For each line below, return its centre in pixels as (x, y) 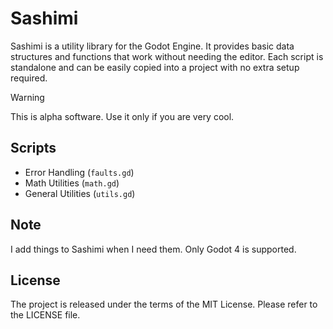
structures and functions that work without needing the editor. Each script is (167, 56)
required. (29, 78)
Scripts (33, 148)
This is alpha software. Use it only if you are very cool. (122, 116)
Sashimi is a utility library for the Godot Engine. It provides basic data (152, 46)
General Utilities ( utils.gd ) (80, 193)
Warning (27, 97)
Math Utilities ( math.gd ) (72, 183)
